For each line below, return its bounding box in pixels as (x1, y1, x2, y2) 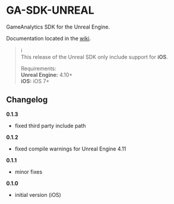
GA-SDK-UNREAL (6, 4, 94, 17)
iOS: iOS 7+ (20, 77, 50, 84)
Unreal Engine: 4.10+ (20, 71, 73, 78)
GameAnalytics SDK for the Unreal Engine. (6, 23, 110, 30)
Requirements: (20, 65, 56, 72)
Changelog (6, 95, 48, 105)
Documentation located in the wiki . (6, 34, 91, 42)
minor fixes (14, 168, 43, 175)
